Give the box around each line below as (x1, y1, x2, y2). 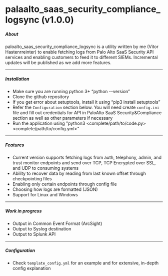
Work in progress (5, 208, 42, 214)
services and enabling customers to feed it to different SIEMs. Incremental (5, 54, 158, 61)
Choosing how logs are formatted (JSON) (12, 186, 98, 192)
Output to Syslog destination (12, 226, 71, 232)
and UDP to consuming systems (12, 165, 79, 171)
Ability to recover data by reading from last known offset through (12, 170, 146, 176)
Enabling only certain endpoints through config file (12, 181, 117, 187)
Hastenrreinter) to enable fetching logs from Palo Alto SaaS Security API (5, 49, 154, 55)
